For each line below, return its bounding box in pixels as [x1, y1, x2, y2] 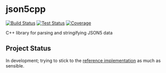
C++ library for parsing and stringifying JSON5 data [6, 29, 113, 35]
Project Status [6, 44, 52, 53]
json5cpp [6, 3, 46, 15]
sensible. [6, 62, 25, 68]
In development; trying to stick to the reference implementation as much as [6, 57, 161, 63]
